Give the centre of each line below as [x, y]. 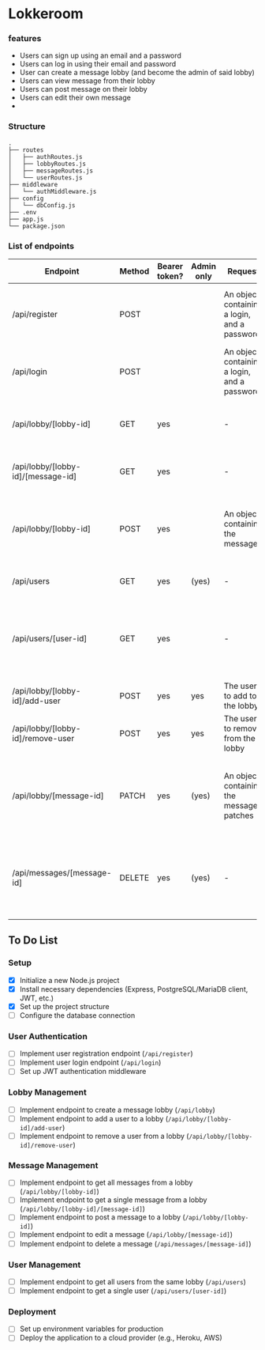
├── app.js [26, 219]
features [25, 39]
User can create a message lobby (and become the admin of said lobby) [137, 73]
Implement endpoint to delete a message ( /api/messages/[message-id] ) [135, 1243]
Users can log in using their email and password [98, 64]
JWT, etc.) [36, 998]
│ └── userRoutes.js [45, 178]
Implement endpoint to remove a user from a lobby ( [104, 1136]
